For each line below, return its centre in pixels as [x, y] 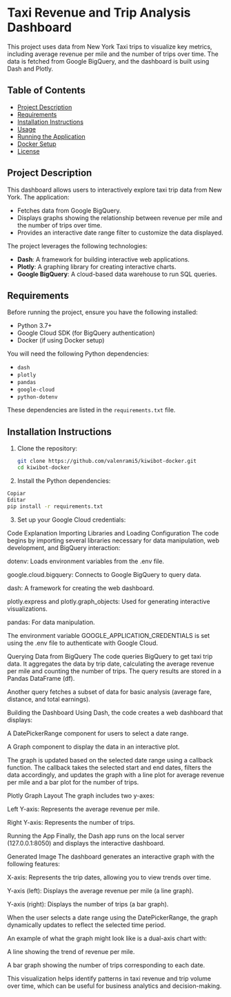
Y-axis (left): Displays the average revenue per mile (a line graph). [101, 890]
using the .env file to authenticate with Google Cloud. [83, 643]
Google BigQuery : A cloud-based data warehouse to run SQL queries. [117, 274]
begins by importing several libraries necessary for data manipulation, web [113, 540]
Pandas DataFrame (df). [41, 678]
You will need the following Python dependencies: [78, 354]
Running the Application [51, 136]
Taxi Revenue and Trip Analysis [99, 13]
